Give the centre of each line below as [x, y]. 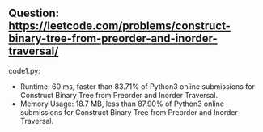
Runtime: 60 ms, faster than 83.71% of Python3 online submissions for [137, 86]
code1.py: [24, 70]
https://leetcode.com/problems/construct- [119, 26]
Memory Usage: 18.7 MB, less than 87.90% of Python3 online [122, 104]
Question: [34, 13]
